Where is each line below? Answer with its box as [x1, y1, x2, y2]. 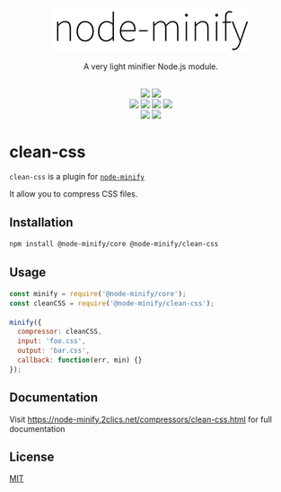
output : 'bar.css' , [17, 347, 91, 356]
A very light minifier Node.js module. [83, 61, 218, 72]
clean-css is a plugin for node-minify [9, 171, 145, 182]
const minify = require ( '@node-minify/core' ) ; [9, 289, 187, 298]
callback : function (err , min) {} [17, 356, 143, 365]
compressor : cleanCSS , [17, 327, 102, 337]
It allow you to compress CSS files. [9, 189, 138, 199]
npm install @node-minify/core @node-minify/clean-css [9, 240, 219, 249]
